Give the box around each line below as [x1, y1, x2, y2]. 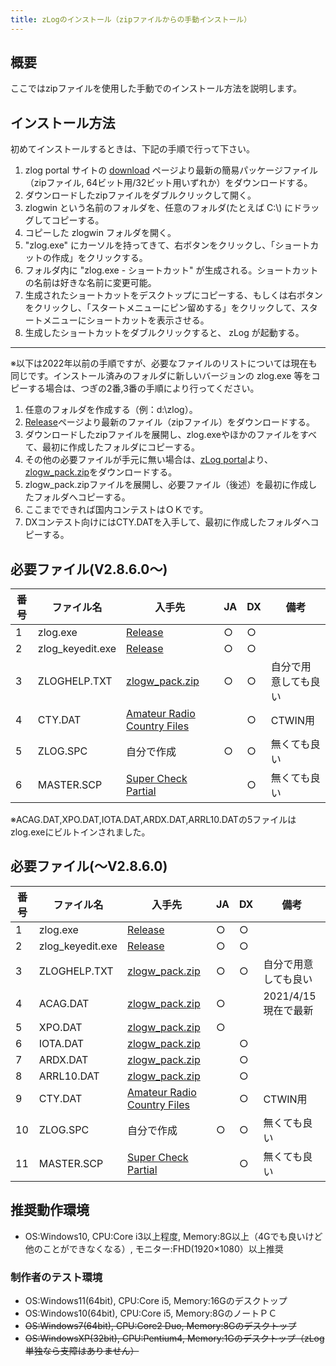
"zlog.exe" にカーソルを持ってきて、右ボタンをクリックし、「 [24, 239, 276, 251]
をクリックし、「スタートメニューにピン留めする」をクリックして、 [24, 302, 301, 314]
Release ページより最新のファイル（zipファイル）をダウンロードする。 [24, 416, 316, 428]
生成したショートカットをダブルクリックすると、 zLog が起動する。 [24, 327, 305, 339]
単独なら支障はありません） [24, 1344, 140, 1356]
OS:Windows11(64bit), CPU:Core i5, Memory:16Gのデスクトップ [24, 1294, 288, 1306]
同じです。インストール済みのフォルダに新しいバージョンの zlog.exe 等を [10, 370, 312, 382]
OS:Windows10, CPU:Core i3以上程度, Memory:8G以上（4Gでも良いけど [24, 1230, 323, 1242]
